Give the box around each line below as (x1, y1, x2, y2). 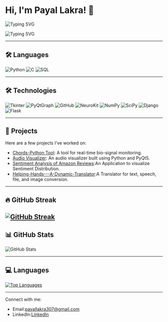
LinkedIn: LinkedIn (12, 311, 49, 317)
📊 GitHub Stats (5, 230, 54, 239)
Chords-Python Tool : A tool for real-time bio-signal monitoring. (12, 150, 142, 156)
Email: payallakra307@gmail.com (12, 306, 80, 312)
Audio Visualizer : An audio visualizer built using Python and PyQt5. (12, 155, 150, 161)
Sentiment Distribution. (12, 166, 60, 172)
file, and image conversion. (12, 177, 68, 183)
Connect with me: (5, 296, 41, 302)
